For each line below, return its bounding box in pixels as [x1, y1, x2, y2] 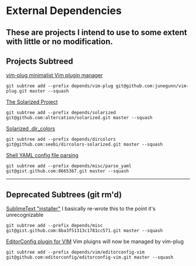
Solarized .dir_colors [6, 125, 55, 132]
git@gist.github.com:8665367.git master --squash [6, 168, 129, 174]
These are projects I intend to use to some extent [6, 27, 188, 37]
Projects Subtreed [6, 56, 73, 66]
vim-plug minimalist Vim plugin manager [6, 72, 103, 79]
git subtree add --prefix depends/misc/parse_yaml [6, 163, 132, 169]
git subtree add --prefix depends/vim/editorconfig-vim [6, 250, 145, 255]
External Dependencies [6, 4, 122, 18]
